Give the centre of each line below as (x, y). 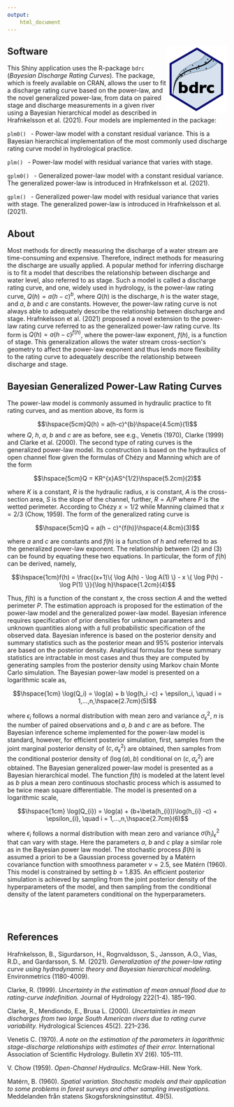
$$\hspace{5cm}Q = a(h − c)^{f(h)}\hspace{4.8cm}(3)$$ (117, 528)
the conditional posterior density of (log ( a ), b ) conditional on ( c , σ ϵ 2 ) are (111, 759)
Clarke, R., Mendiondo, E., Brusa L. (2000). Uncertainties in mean (101, 1010)
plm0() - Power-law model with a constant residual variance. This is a (109, 134)
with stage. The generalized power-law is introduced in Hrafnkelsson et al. (114, 204)
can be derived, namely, (42, 564)
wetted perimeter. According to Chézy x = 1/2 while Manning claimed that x (116, 507)
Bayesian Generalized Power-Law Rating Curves (115, 386)
